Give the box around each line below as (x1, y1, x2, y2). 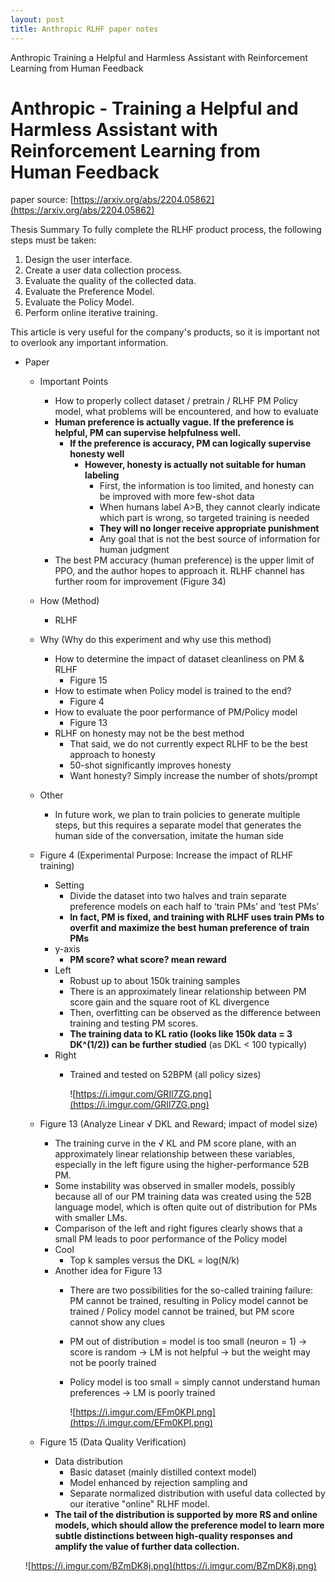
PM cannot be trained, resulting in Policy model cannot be (69, 1295, 309, 1307)
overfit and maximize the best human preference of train (69, 922, 310, 934)
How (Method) (39, 595, 100, 607)
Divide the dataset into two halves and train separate (69, 890, 287, 902)
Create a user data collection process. (24, 264, 183, 276)
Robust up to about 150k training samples (69, 975, 241, 987)
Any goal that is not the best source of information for (99, 533, 321, 545)
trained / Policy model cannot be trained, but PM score (69, 1306, 295, 1318)
